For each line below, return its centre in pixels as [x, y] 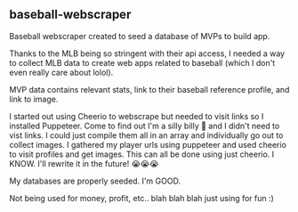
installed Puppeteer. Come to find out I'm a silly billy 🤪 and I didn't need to [145, 126]
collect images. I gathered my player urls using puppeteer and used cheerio [148, 144]
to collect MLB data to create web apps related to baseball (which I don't [142, 62]
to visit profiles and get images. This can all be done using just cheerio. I [142, 154]
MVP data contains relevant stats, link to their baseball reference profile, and [149, 89]
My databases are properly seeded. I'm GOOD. [95, 181]
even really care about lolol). [61, 72]
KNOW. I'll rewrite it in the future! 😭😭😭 [84, 163]
